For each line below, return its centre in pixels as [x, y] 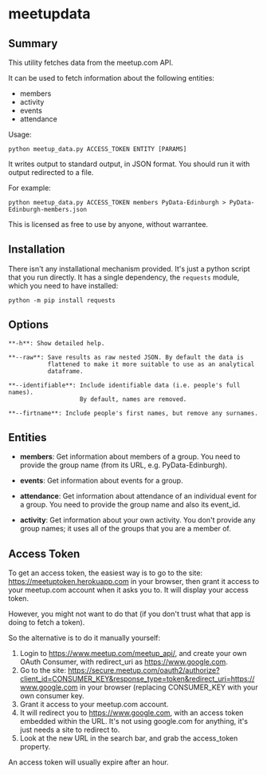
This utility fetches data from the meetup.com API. [91, 62]
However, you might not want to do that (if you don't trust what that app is [130, 614]
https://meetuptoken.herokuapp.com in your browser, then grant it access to [134, 582]
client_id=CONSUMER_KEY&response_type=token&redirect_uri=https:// [137, 679]
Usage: [20, 134]
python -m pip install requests [62, 300]
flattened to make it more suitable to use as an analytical [151, 364]
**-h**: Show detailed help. [57, 343]
